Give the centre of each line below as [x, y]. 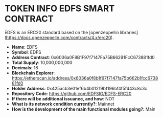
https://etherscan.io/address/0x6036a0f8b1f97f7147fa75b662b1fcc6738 [85, 78]
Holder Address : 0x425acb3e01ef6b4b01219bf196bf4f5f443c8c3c [80, 88]
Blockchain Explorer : [33, 73]
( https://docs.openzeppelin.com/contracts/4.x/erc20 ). [59, 38]
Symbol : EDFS [26, 52]
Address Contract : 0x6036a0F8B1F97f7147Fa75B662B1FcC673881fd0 [83, 57]
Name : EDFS [24, 47]
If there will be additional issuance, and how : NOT [63, 98]
